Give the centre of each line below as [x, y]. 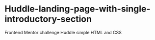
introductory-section [48, 19]
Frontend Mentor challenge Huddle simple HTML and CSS [63, 32]
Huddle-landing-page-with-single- [77, 9]
